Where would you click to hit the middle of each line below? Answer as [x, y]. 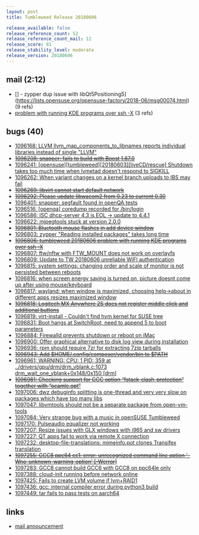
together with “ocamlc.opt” [48, 386]
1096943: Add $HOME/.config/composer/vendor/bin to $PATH [91, 354]
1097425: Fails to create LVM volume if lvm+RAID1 [76, 481]
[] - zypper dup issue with [47, 94]
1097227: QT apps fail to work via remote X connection [82, 436]
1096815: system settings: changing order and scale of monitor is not [99, 266]
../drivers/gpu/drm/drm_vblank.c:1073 [61, 367]
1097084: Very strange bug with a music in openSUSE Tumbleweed [97, 417]
